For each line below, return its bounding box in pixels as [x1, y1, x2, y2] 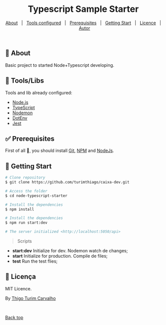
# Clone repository [5, 175, 46, 180]
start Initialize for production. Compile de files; [12, 253, 108, 259]
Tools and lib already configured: [5, 90, 73, 95]
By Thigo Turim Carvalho [5, 295, 56, 301]
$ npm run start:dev [5, 220, 48, 226]
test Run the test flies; [12, 258, 58, 264]
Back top [5, 314, 24, 320]
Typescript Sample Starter [28, 3, 139, 15]
